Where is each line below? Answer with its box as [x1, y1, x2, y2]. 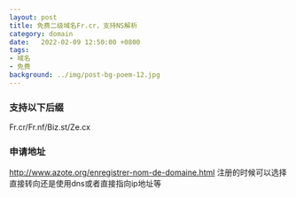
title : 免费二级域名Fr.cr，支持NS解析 [9, 21, 138, 30]
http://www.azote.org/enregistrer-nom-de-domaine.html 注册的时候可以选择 [9, 167, 287, 178]
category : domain [9, 29, 74, 38]
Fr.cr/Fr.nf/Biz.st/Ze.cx [9, 122, 91, 133]
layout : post [9, 12, 58, 22]
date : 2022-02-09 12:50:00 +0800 [9, 37, 141, 47]
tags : [9, 46, 29, 55]
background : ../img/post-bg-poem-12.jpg [9, 71, 161, 80]
